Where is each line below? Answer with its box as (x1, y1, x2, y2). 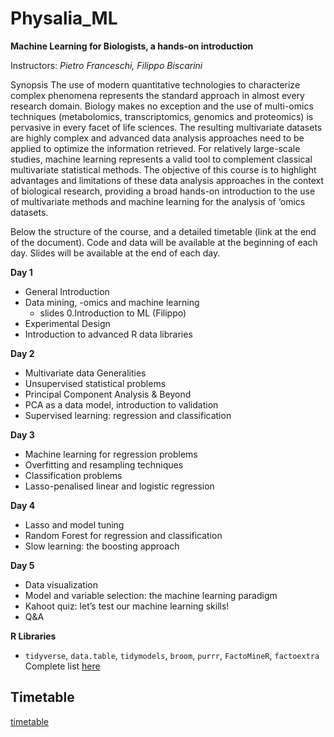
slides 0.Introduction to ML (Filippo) (39, 307, 187, 319)
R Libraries (10, 630, 57, 642)
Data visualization (24, 578, 99, 591)
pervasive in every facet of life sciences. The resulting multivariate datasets (10, 121, 323, 133)
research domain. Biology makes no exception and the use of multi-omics (10, 100, 314, 112)
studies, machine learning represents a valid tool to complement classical (10, 153, 313, 165)
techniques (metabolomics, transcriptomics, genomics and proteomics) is (10, 110, 314, 122)
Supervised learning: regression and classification (24, 409, 232, 421)
